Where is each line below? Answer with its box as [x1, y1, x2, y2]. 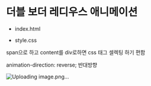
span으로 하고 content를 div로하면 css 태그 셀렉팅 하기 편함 [6, 48, 146, 56]
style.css [14, 37, 37, 44]
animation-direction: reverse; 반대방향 [6, 61, 98, 68]
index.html [14, 25, 41, 32]
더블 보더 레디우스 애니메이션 [6, 5, 138, 19]
